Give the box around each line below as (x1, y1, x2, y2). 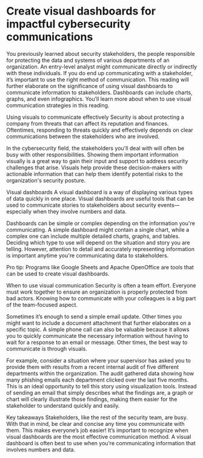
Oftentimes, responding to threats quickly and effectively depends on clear (6, 126, 193, 133)
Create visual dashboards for (6, 4, 156, 18)
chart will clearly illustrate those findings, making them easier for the (6, 396, 178, 403)
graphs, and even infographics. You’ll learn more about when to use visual (6, 95, 191, 103)
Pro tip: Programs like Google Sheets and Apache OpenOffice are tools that (6, 263, 194, 271)
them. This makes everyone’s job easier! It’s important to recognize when (6, 426, 189, 434)
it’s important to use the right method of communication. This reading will (6, 76, 189, 83)
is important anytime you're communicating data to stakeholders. (6, 252, 169, 259)
